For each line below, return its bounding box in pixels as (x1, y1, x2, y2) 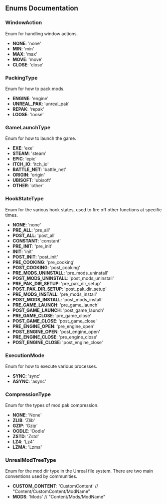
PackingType (5, 74, 38, 81)
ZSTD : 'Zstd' (12, 434, 39, 440)
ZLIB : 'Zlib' (12, 417, 35, 424)
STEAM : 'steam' (12, 150, 47, 156)
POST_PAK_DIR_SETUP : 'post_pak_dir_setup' (12, 286, 107, 292)
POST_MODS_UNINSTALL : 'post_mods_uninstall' (12, 275, 114, 281)
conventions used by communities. (5, 473, 78, 479)
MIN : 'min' (12, 45, 34, 52)
